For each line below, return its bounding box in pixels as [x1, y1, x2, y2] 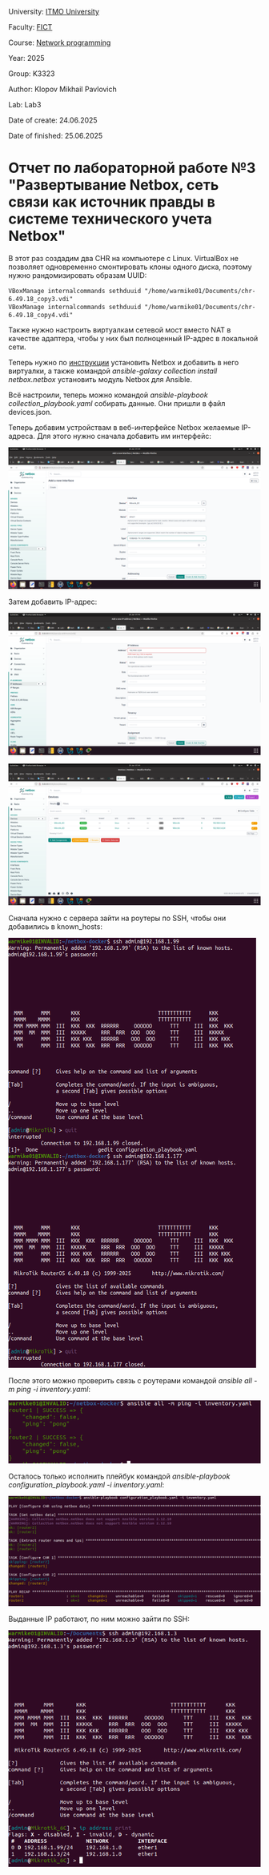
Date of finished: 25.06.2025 [8, 131, 103, 140]
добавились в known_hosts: [8, 922, 102, 931]
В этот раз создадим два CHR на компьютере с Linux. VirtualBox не [8, 253, 239, 263]
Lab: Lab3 [8, 100, 42, 109]
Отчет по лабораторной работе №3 [8, 159, 256, 177]
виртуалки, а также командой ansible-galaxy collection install [8, 366, 218, 376]
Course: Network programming [8, 38, 111, 47]
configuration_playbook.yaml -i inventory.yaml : [8, 1479, 165, 1489]
